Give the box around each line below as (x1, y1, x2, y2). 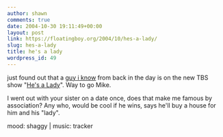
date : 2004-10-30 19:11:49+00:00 (7, 23, 103, 29)
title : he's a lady (7, 49, 63, 55)
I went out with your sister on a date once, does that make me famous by (7, 94, 213, 102)
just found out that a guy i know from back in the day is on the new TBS (7, 73, 209, 82)
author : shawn (7, 10, 48, 17)
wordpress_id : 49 (7, 55, 57, 62)
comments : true (7, 16, 51, 23)
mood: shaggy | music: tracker (7, 121, 94, 130)
